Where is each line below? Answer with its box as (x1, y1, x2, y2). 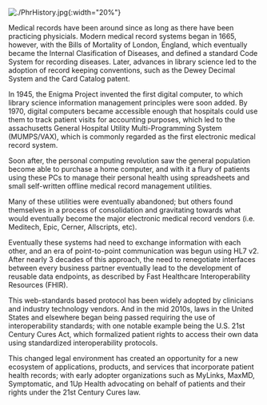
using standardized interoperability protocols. (8, 338, 158, 347)
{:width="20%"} (67, 8, 122, 17)
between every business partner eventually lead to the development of (8, 264, 241, 272)
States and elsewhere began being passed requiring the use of (8, 312, 216, 322)
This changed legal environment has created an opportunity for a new (8, 354, 238, 363)
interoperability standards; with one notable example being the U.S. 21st (8, 321, 245, 331)
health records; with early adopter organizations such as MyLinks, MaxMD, (8, 371, 256, 379)
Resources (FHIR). (8, 280, 69, 289)
